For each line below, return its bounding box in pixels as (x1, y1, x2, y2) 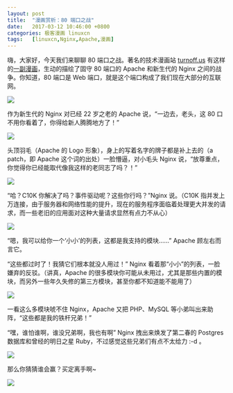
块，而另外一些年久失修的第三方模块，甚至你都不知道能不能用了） (7, 277, 196, 285)
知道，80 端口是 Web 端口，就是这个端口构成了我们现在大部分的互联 (25, 74, 222, 82)
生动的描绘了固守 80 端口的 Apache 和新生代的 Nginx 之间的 (43, 65, 216, 73)
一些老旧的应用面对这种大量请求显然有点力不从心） (25, 209, 171, 217)
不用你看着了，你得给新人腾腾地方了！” (7, 119, 120, 127)
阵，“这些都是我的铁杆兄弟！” (7, 314, 92, 322)
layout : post (7, 10, 45, 17)
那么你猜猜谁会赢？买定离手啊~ (7, 365, 97, 374)
